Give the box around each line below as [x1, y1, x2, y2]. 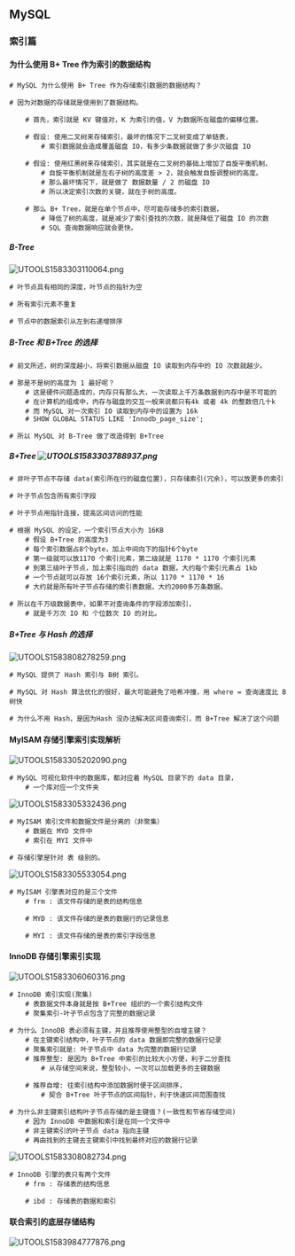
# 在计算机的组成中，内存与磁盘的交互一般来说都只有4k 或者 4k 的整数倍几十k [25, 398, 276, 407]
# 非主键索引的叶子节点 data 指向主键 [25, 1126, 150, 1135]
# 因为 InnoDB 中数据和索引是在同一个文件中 [25, 1117, 171, 1126]
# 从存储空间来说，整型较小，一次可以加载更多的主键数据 [41, 1064, 221, 1073]
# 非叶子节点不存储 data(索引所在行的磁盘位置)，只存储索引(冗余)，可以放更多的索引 [9, 474, 283, 484]
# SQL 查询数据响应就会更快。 [41, 223, 138, 232]
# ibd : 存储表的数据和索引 [25, 1197, 117, 1205]
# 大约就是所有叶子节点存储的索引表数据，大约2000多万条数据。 [25, 582, 228, 592]
